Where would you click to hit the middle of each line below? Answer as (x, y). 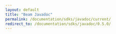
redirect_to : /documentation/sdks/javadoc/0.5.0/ (58, 24)
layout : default (22, 10)
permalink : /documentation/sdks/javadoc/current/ (58, 19)
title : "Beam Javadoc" (29, 14)
